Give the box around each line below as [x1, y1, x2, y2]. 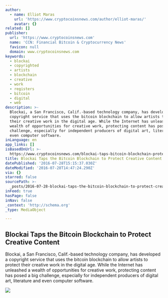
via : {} [5, 170, 21, 175]
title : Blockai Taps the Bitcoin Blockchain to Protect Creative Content [5, 156, 162, 161]
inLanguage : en [5, 137, 37, 142]
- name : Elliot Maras [9, 12, 55, 17]
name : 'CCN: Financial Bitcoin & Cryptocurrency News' [9, 40, 126, 45]
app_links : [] [5, 142, 35, 147]
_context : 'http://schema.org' [5, 202, 70, 207]
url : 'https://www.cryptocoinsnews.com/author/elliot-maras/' [14, 16, 146, 21]
